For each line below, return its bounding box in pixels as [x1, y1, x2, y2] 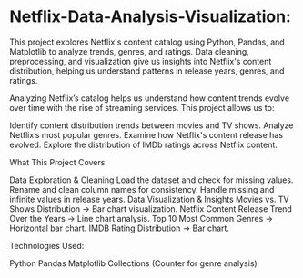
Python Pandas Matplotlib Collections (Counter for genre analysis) [9, 257, 258, 269]
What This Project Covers [9, 156, 106, 167]
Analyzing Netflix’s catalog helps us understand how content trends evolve [9, 93, 289, 104]
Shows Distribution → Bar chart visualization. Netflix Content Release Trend [9, 203, 293, 214]
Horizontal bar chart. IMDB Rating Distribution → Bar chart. [9, 223, 230, 233]
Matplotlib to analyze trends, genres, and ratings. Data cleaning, [9, 45, 250, 56]
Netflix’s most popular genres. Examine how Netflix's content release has [9, 129, 284, 140]
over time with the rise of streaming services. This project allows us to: [9, 102, 275, 113]
